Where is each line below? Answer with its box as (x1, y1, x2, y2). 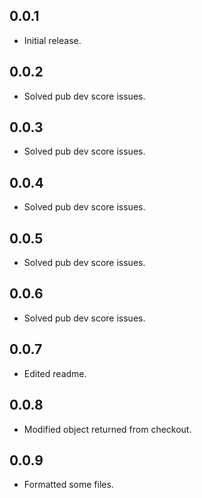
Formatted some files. (23, 479, 114, 491)
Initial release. (23, 34, 82, 46)
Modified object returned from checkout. (23, 423, 192, 435)
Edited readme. (23, 367, 87, 379)
